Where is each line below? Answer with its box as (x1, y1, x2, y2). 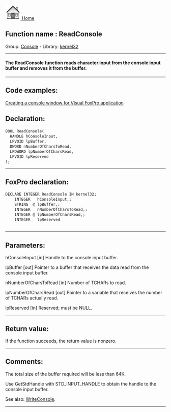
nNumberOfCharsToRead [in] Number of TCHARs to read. (5, 280, 126, 286)
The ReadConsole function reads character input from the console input (5, 60, 161, 66)
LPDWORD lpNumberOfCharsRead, (10, 149, 74, 154)
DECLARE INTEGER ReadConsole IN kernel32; (5, 192, 97, 197)
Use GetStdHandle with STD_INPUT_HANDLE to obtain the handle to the (5, 380, 157, 387)
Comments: (5, 358, 43, 366)
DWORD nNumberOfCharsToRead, (10, 144, 72, 149)
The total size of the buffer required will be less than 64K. (5, 371, 126, 377)
